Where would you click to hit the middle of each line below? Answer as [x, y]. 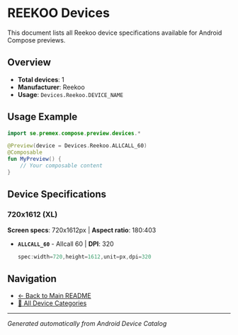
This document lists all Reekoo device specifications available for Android [115, 33]
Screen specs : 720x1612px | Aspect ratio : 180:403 [82, 230]
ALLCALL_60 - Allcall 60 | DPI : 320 [66, 244]
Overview [29, 63]
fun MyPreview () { [34, 159]
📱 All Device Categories [52, 303]
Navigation [32, 279]
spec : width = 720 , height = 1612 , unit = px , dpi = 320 [84, 256]
